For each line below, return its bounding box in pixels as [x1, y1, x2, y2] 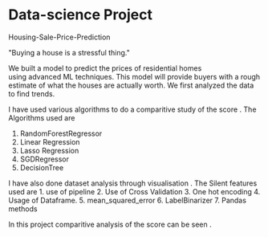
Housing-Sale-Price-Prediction [8, 32, 111, 42]
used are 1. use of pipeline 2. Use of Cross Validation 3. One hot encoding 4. [8, 186, 261, 196]
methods [8, 203, 38, 214]
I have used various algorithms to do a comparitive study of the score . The [8, 104, 257, 114]
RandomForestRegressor [19, 129, 103, 138]
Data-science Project [8, 6, 152, 24]
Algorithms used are [8, 112, 75, 122]
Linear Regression [19, 137, 80, 146]
